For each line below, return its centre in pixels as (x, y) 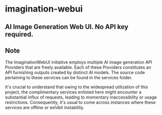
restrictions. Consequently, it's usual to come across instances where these (81, 102)
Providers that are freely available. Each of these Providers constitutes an (78, 67)
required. (19, 34)
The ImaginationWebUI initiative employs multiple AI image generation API (79, 62)
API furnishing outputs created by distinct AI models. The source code (75, 72)
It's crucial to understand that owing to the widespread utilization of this (77, 87)
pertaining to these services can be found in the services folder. (69, 78)
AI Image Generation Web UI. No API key (67, 27)
